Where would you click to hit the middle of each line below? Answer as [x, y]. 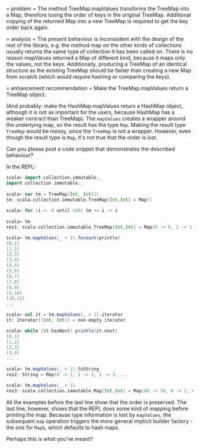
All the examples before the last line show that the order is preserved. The [96, 402]
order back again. [28, 27]
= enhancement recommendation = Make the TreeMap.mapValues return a [97, 88]
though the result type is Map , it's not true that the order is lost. [82, 137]
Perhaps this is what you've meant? [49, 439]
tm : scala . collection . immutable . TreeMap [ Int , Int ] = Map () [79, 200]
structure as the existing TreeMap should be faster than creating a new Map [99, 70]
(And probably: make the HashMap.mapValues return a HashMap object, [95, 106]
